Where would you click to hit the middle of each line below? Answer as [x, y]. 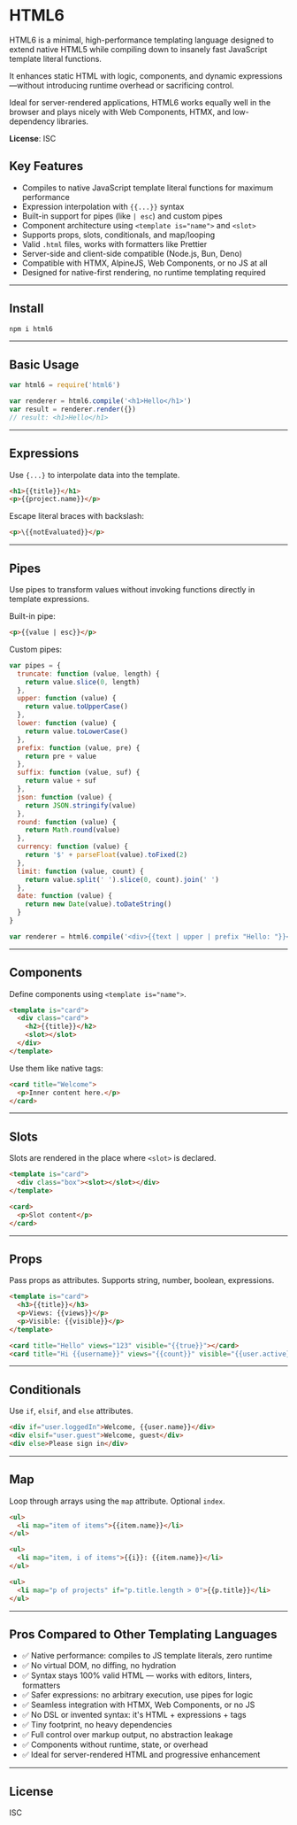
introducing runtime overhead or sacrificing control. [140, 85]
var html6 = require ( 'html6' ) [65, 385]
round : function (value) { [67, 822]
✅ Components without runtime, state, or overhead [115, 1744]
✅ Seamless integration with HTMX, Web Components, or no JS [138, 1705]
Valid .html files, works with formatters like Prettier [114, 244]
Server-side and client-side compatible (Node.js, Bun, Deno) [132, 253]
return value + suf [61, 781]
